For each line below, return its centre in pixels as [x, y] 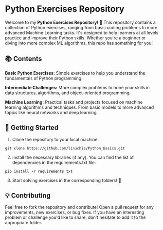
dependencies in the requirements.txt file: [54, 162]
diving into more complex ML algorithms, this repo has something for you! [79, 43]
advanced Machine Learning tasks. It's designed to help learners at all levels [82, 33]
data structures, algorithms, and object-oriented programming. [68, 93]
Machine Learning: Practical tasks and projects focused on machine [74, 102]
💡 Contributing [28, 195]
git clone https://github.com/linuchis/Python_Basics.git [65, 148]
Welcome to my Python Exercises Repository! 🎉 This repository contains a [80, 22]
